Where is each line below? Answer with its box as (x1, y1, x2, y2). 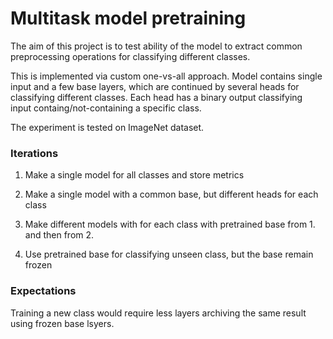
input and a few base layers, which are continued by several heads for (10, 80, 300, 92)
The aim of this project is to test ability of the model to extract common (10, 40, 303, 52)
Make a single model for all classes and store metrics (24, 169, 245, 181)
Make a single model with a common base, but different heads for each (24, 188, 319, 201)
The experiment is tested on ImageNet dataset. (10, 121, 205, 133)
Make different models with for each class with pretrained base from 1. (24, 218, 316, 231)
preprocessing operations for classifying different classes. (10, 50, 251, 62)
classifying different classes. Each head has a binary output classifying (10, 91, 303, 103)
